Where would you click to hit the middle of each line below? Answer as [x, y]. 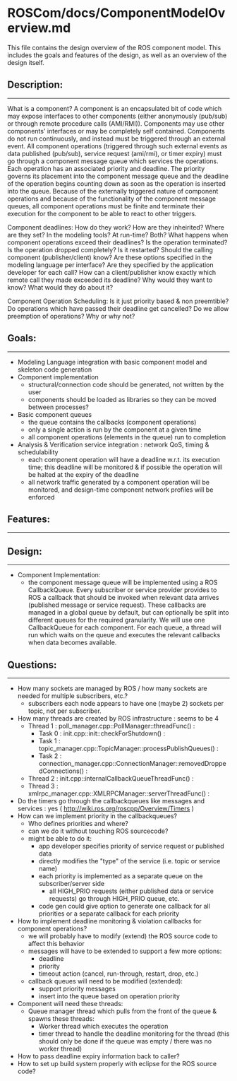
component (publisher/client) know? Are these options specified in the [109, 257]
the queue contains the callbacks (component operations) [112, 422]
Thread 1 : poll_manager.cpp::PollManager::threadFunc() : [111, 726]
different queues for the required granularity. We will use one [117, 620]
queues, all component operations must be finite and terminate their [106, 206]
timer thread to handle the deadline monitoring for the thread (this [134, 1034]
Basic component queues [55, 414]
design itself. [26, 62]
